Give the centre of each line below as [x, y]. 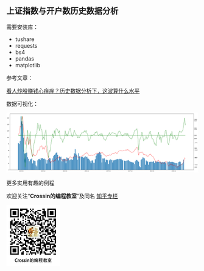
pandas [25, 58]
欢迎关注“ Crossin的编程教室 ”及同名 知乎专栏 [62, 196]
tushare [25, 39]
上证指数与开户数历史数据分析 [62, 11]
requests [26, 45]
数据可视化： [22, 103]
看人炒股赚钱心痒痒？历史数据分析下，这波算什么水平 [73, 91]
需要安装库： [22, 27]
